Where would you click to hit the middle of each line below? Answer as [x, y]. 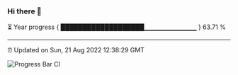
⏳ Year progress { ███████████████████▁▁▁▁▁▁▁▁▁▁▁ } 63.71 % [117, 27]
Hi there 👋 [25, 11]
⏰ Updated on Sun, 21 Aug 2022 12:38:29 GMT [76, 50]
